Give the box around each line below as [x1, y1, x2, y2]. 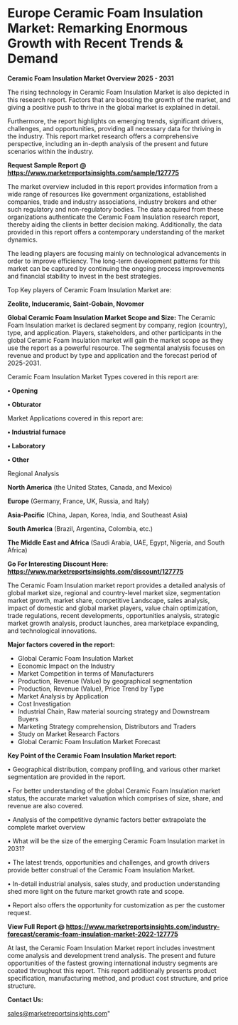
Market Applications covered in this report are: [7, 413, 144, 422]
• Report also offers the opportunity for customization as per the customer [7, 900, 225, 910]
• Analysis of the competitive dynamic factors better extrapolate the [7, 815, 207, 824]
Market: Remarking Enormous [7, 20, 188, 36]
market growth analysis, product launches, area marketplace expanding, [7, 619, 219, 627]
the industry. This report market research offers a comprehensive [7, 132, 199, 140]
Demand [7, 51, 58, 67]
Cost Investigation [17, 699, 71, 708]
